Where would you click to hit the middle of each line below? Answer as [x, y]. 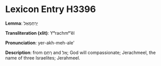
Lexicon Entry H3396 [50, 9]
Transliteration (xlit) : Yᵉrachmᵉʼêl [40, 33]
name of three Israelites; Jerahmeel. [43, 58]
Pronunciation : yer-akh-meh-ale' [40, 43]
